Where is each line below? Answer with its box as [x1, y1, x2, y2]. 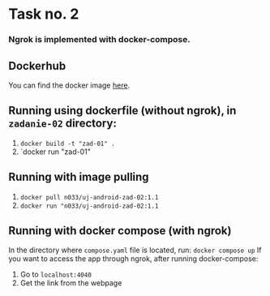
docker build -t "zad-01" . [19, 139, 115, 148]
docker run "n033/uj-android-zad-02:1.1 [19, 202, 159, 210]
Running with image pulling [8, 170, 149, 184]
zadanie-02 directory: [8, 117, 118, 131]
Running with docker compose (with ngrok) [8, 224, 232, 238]
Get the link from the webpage [19, 278, 122, 288]
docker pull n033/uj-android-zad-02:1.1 [19, 193, 159, 201]
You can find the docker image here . [8, 80, 131, 90]
